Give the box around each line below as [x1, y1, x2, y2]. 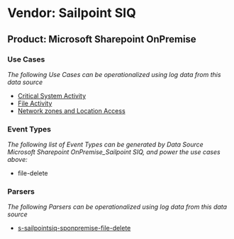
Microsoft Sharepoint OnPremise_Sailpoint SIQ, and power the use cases [7, 148, 221, 156]
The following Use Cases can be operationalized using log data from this [7, 70, 221, 78]
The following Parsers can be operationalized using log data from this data [7, 203, 228, 211]
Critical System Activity [17, 91, 87, 100]
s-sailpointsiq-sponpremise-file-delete [17, 224, 131, 233]
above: [7, 156, 28, 164]
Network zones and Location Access [17, 106, 126, 115]
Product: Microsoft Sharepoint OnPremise [7, 33, 196, 45]
